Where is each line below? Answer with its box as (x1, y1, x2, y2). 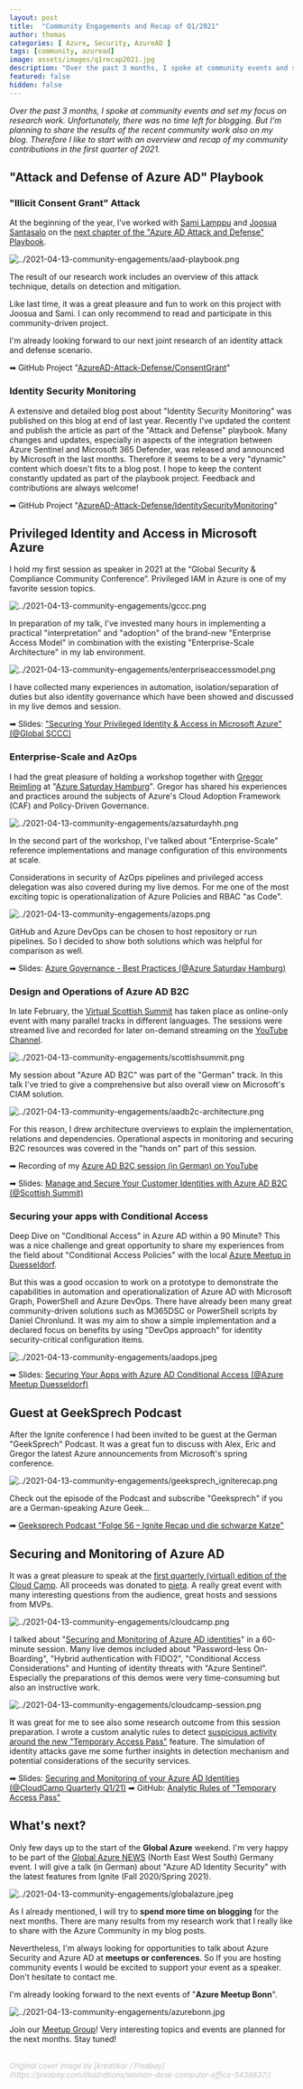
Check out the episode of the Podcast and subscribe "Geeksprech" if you (9, 1493, 283, 1504)
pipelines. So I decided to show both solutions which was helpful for (9, 936, 263, 947)
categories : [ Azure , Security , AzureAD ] (9, 38, 171, 48)
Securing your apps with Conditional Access (9, 1209, 209, 1222)
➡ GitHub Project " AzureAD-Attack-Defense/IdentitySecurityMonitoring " (9, 499, 278, 510)
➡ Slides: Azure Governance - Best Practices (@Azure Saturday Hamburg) (9, 963, 287, 974)
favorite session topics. (9, 583, 96, 594)
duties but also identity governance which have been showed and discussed (9, 692, 294, 703)
